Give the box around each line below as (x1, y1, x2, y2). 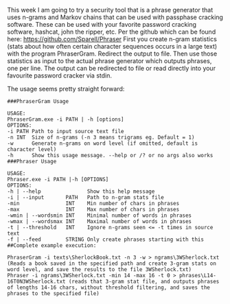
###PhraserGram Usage (7, 98, 69, 105)
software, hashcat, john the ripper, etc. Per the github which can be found (7, 27, 216, 36)
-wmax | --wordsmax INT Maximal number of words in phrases (7, 218, 192, 225)
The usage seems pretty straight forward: (7, 85, 125, 93)
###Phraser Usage (7, 158, 57, 165)
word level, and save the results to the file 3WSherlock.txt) (7, 266, 192, 273)
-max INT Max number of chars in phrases (7, 206, 180, 213)
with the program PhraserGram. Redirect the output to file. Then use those (7, 49, 218, 58)
